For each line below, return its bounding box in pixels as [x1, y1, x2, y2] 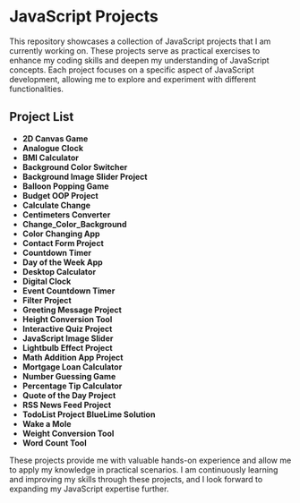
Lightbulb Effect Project [21, 342, 114, 353]
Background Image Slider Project [21, 171, 148, 182]
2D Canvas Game [21, 132, 89, 144]
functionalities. [9, 83, 64, 94]
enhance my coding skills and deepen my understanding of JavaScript [9, 55, 270, 65]
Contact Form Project [21, 237, 105, 248]
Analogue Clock [21, 142, 83, 153]
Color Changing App [21, 228, 100, 239]
